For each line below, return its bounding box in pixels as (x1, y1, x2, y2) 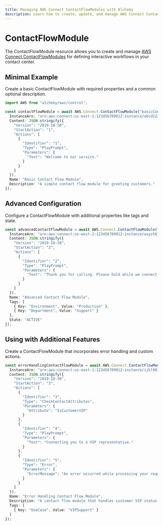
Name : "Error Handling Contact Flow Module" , (9, 494, 103, 499)
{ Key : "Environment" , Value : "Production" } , (14, 304, 110, 309)
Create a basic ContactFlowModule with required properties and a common (5, 86, 156, 92)
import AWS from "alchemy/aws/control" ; (5, 101, 88, 105)
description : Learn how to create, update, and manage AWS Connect (5, 12, 145, 17)
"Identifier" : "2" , (22, 259, 62, 263)
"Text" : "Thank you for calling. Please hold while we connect (26, 272, 158, 277)
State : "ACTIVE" (9, 317, 42, 322)
